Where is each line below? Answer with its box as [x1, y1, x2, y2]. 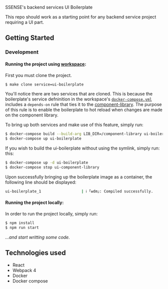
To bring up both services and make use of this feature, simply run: [5, 122, 143, 128]
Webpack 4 [12, 267, 36, 273]
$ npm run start [5, 225, 39, 230]
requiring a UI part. [5, 19, 44, 25]
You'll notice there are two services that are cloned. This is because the [5, 91, 153, 97]
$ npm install [5, 220, 35, 225]
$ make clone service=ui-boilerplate [5, 82, 84, 87]
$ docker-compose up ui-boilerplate [5, 136, 81, 141]
